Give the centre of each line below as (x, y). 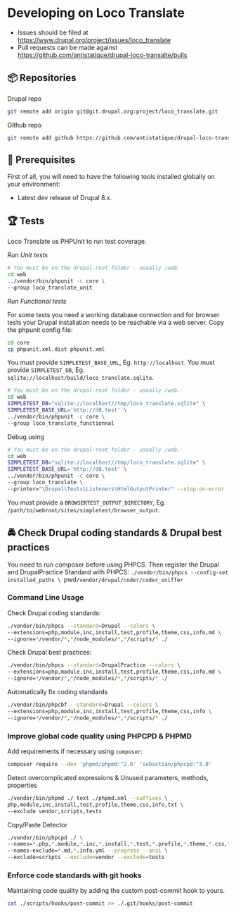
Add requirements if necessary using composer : (75, 751)
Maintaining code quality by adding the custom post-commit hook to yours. (116, 891)
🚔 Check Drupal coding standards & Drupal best (115, 533)
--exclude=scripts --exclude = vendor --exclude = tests (86, 858)
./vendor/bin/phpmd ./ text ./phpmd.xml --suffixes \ (88, 798)
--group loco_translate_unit (50, 288)
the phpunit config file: (40, 330)
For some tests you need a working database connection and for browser (113, 314)
